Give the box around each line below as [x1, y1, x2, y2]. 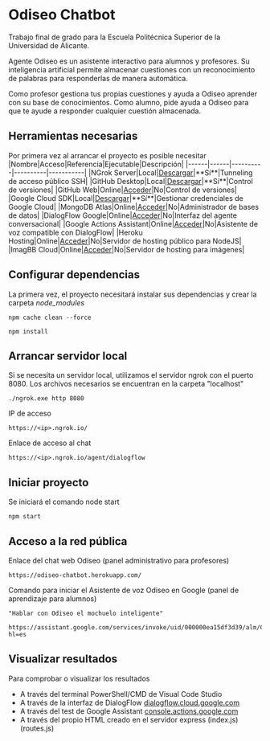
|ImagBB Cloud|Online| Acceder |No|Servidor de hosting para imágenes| [8, 244, 245, 254]
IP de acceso [8, 408, 52, 419]
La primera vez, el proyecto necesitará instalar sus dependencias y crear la [8, 289, 257, 299]
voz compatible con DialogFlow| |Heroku [8, 227, 143, 237]
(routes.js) [19, 723, 55, 733]
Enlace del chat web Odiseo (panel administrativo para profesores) [8, 556, 230, 565]
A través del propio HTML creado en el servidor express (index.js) [19, 714, 239, 724]
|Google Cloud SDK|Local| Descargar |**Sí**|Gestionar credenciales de [8, 193, 243, 203]
